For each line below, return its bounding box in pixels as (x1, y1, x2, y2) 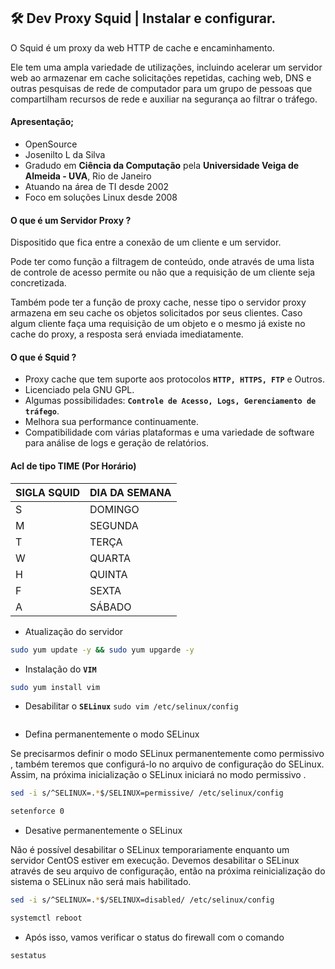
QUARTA (89, 551, 132, 565)
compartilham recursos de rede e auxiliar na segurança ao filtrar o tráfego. (10, 93, 318, 105)
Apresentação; (10, 116, 75, 128)
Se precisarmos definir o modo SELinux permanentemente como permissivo (10, 748, 325, 760)
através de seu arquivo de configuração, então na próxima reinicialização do (10, 865, 326, 877)
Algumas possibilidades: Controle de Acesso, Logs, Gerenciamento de (24, 395, 317, 407)
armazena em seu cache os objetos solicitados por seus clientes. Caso (10, 307, 303, 319)
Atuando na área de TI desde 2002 (24, 181, 170, 193)
